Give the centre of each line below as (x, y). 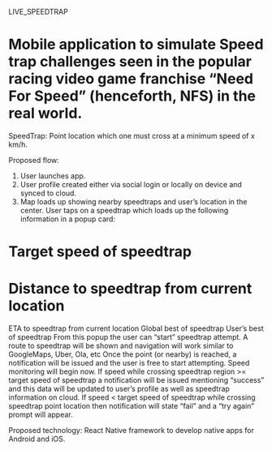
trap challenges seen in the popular (130, 62)
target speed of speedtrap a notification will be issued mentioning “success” (136, 380)
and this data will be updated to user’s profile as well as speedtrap (119, 389)
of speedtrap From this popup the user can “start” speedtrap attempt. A (128, 337)
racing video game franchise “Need (131, 79)
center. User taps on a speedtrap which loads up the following (124, 210)
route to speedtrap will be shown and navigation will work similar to (121, 346)
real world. (45, 114)
